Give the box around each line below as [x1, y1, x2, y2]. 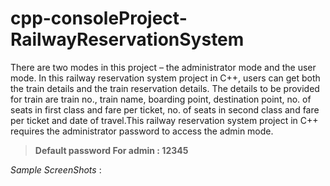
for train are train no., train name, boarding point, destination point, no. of [10, 93, 312, 105]
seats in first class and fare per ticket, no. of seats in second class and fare [10, 103, 320, 116]
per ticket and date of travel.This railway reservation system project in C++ [10, 114, 319, 126]
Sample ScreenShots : [10, 163, 102, 176]
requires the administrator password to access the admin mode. [10, 125, 274, 137]
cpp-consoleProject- [10, 7, 188, 30]
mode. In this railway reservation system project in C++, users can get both [10, 72, 321, 84]
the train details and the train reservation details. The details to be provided [10, 82, 320, 94]
